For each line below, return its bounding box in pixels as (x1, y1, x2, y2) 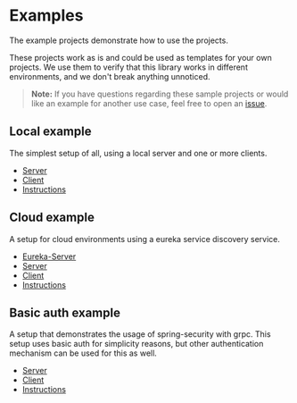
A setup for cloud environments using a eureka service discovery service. (9, 233, 281, 244)
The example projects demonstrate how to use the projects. (9, 35, 229, 46)
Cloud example (9, 210, 95, 225)
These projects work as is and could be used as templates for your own (9, 52, 272, 63)
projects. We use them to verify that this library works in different (9, 62, 248, 72)
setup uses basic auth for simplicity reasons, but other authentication (9, 339, 264, 349)
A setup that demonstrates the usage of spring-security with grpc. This (9, 329, 271, 340)
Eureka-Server (21, 251, 77, 262)
